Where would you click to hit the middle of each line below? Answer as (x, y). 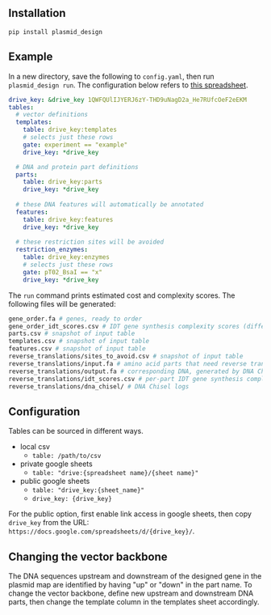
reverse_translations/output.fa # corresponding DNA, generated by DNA (131, 371)
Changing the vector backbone (88, 556)
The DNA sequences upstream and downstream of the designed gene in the (135, 576)
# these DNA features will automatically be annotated (110, 205)
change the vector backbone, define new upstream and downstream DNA (131, 593)
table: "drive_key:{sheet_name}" (88, 490)
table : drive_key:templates (70, 130)
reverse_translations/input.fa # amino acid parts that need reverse (128, 363)
